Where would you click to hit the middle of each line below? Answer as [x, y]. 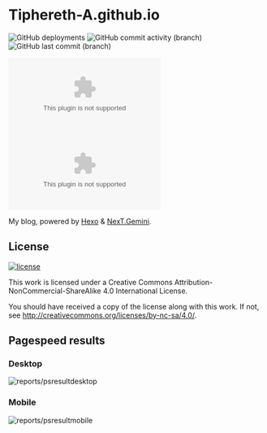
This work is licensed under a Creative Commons [90, 282]
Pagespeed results [57, 341]
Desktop [26, 364]
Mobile [22, 402]
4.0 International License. [145, 291]
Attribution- [194, 282]
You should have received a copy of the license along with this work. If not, [134, 306]
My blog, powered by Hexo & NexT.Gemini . [80, 221]
